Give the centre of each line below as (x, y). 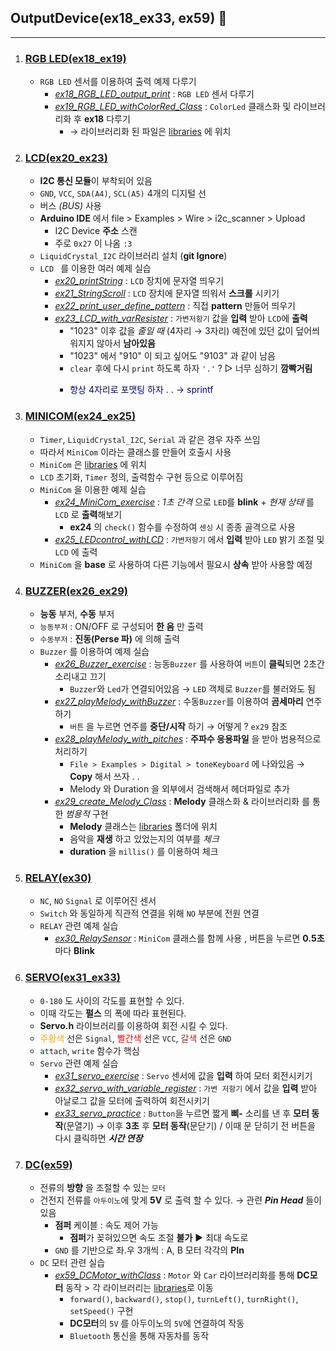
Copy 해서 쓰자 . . (104, 776)
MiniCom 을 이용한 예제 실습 (93, 489)
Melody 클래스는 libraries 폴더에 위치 (143, 826)
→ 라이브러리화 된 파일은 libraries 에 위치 (150, 132)
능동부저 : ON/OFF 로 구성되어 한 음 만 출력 (121, 626)
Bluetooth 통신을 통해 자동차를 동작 (139, 1335)
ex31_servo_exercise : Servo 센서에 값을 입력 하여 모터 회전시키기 (183, 1075)
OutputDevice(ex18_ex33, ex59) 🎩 (119, 18)
